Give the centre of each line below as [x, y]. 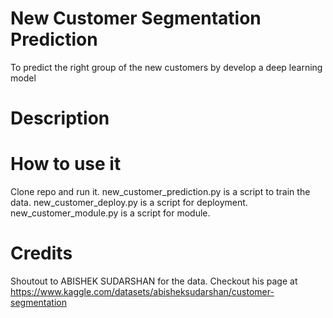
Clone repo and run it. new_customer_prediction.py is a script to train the [160, 192]
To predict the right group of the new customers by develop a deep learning [166, 67]
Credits [41, 253]
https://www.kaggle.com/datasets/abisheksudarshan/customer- [142, 291]
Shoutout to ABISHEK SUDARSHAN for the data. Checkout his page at [154, 281]
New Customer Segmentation [136, 18]
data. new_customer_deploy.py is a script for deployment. [129, 203]
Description [60, 118]
